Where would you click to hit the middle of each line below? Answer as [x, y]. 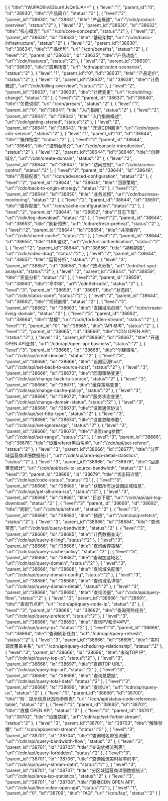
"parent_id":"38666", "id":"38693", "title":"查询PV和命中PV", [68, 622]
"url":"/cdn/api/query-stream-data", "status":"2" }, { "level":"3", [71, 764]
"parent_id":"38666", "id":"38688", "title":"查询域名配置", [64, 569]
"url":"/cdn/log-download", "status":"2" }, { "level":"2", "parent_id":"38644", [84, 218]
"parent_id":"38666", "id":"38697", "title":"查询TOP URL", [64, 664]
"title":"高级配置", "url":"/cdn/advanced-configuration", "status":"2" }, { [78, 176]
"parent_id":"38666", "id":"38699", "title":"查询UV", [58, 687]
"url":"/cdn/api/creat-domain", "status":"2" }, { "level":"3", [65, 356]
